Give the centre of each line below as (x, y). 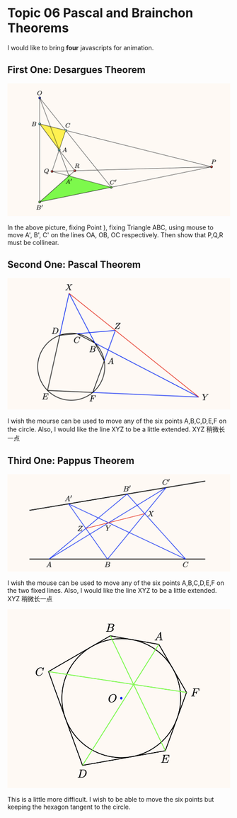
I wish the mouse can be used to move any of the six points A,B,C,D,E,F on (116, 583)
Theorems (38, 28)
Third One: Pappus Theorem (71, 461)
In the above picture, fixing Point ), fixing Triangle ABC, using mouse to (110, 227)
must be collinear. (33, 242)
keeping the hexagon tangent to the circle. (69, 807)
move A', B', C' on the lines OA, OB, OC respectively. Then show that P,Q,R (115, 234)
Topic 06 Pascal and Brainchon (100, 13)
